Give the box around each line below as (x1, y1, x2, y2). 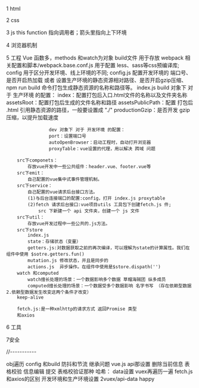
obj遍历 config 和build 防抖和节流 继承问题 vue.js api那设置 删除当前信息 (6, 361, 184, 367)
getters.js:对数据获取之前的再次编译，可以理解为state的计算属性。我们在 (27, 245, 190, 251)
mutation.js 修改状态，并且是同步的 (27, 257, 108, 263)
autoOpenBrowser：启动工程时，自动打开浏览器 (48, 139, 151, 145)
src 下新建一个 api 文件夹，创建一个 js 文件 (38, 208, 140, 214)
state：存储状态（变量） (27, 238, 82, 244)
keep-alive (17, 294, 44, 300)
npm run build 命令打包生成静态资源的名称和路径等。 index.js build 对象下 (6, 84, 186, 91)
